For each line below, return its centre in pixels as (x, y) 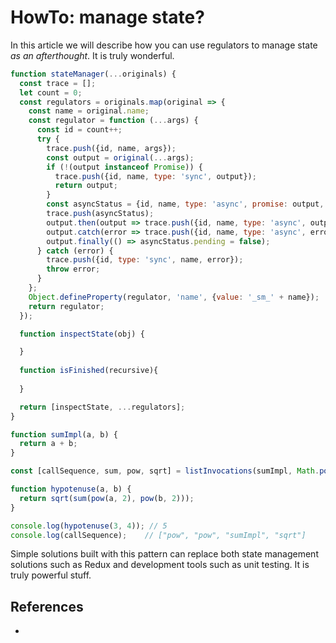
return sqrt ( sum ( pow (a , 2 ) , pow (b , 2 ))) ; (107, 498)
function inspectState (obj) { (82, 334)
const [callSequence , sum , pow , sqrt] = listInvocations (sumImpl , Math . (165, 471)
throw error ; (73, 269)
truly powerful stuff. (51, 575)
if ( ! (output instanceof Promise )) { (124, 167)
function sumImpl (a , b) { (64, 434)
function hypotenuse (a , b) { (71, 489)
